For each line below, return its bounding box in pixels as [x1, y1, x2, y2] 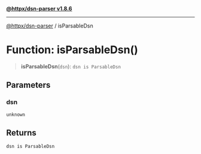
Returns [6, 128, 37, 138]
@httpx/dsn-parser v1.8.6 [6, 5, 72, 12]
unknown [6, 112, 26, 118]
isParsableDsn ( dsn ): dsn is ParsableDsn [20, 63, 121, 70]
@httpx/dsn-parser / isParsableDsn [6, 22, 94, 29]
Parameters [6, 80, 51, 90]
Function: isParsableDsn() [6, 43, 139, 57]
